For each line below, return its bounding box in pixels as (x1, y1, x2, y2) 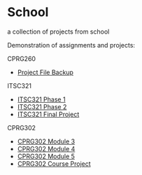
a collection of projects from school (7, 27, 110, 36)
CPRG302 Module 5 (17, 152, 76, 160)
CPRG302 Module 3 (17, 137, 76, 146)
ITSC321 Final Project (17, 110, 80, 118)
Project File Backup (17, 68, 73, 76)
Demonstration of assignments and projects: (7, 41, 135, 49)
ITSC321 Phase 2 (17, 102, 67, 111)
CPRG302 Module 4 (17, 144, 76, 153)
